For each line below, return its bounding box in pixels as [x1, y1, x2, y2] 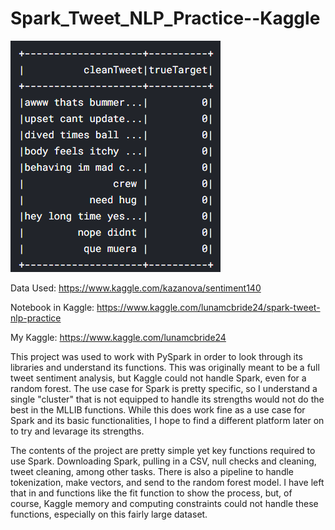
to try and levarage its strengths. [10, 425, 145, 437]
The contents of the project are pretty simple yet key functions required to [10, 444, 316, 456]
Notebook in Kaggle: [10, 301, 95, 313]
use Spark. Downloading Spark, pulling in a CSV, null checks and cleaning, [10, 455, 317, 467]
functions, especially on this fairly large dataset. [10, 508, 208, 520]
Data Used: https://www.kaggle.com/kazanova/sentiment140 [10, 282, 262, 294]
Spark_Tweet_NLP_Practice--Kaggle [10, 7, 321, 30]
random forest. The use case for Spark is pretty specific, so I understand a [10, 382, 318, 394]
